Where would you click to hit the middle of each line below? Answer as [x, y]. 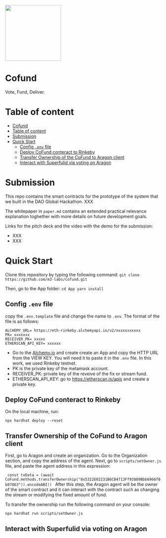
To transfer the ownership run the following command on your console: [78, 504]
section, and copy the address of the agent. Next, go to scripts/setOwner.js [83, 461]
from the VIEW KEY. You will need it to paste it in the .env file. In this [82, 358]
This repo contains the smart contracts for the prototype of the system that [82, 196]
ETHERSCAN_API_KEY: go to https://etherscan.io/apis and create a [81, 379]
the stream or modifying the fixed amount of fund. [56, 495]
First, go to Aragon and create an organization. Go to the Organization [76, 456]
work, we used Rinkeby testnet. [44, 363]
